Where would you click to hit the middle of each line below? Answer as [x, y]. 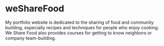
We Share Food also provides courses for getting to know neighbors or [78, 33]
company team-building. [31, 38]
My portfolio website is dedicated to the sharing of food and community [79, 22]
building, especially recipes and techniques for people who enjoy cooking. [82, 27]
